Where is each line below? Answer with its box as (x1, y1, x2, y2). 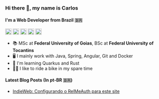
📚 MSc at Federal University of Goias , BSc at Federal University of (12, 40, 154, 46)
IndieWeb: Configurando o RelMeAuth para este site (12, 88, 120, 94)
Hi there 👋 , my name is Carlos (5, 4, 79, 11)
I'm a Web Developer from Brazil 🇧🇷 (5, 17, 83, 23)
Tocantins (12, 47, 34, 53)
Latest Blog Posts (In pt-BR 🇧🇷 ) (5, 77, 73, 83)
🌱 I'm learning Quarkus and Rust (12, 60, 80, 66)
